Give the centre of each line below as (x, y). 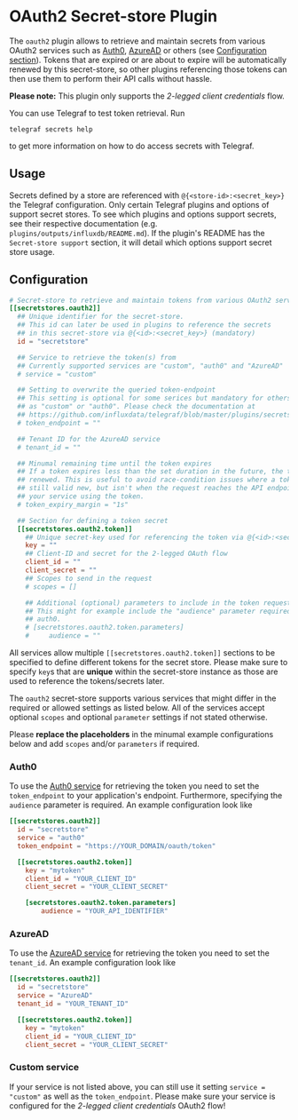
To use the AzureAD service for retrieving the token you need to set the (140, 953)
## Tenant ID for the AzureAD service (89, 439)
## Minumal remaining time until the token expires (115, 464)
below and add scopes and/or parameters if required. (104, 744)
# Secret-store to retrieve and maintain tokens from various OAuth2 (141, 300)
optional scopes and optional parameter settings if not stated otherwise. (138, 718)
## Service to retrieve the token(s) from (97, 357)
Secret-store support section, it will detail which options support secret (141, 242)
